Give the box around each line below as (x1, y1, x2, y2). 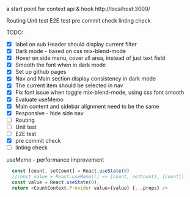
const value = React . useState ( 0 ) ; (12, 179, 100, 185)
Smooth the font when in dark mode (15, 61, 106, 69)
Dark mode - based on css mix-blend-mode (15, 48, 126, 55)
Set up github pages (15, 68, 67, 76)
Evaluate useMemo (15, 96, 64, 103)
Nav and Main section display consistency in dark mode (15, 75, 156, 82)
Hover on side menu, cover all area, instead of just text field (15, 54, 166, 62)
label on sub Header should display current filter (15, 41, 137, 48)
